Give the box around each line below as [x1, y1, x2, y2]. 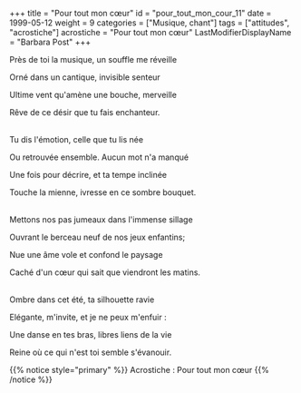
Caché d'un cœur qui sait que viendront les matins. [9, 267, 201, 278]
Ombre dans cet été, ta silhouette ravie [9, 294, 155, 305]
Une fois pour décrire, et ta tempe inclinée [9, 170, 168, 180]
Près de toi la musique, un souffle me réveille [9, 54, 178, 64]
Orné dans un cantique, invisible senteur [9, 72, 160, 83]
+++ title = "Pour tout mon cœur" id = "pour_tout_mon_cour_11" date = [9, 8, 272, 18]
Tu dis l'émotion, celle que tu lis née [9, 134, 143, 144]
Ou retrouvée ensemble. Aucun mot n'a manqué [9, 152, 189, 162]
